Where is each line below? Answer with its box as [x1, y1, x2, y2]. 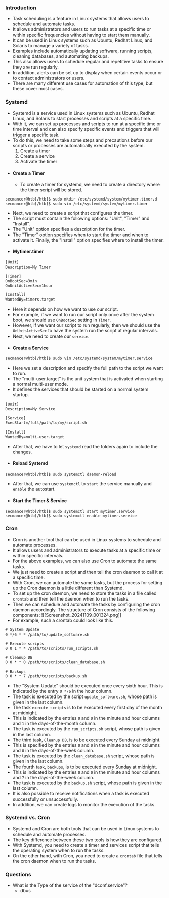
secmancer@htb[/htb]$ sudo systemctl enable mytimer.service [5, 513, 137, 518]
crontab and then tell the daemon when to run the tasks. [12, 596, 130, 602]
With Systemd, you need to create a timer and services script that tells [12, 842, 159, 848]
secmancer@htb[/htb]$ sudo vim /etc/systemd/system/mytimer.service [5, 356, 153, 361]
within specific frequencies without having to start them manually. [12, 32, 150, 38]
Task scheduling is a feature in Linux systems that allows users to [12, 16, 149, 22]
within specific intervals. [12, 553, 64, 559]
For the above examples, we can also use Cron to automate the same [12, 558, 157, 564]
